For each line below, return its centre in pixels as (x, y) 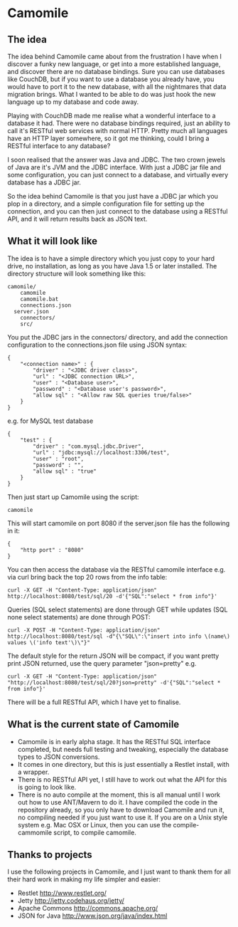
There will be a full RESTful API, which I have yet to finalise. (94, 702)
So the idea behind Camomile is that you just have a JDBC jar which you (113, 196)
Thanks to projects (50, 855)
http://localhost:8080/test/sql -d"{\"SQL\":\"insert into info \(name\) (119, 636)
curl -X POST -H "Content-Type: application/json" (84, 630)
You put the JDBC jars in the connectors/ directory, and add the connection (118, 337)
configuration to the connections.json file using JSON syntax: (97, 345)
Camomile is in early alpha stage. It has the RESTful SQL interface (114, 741)
